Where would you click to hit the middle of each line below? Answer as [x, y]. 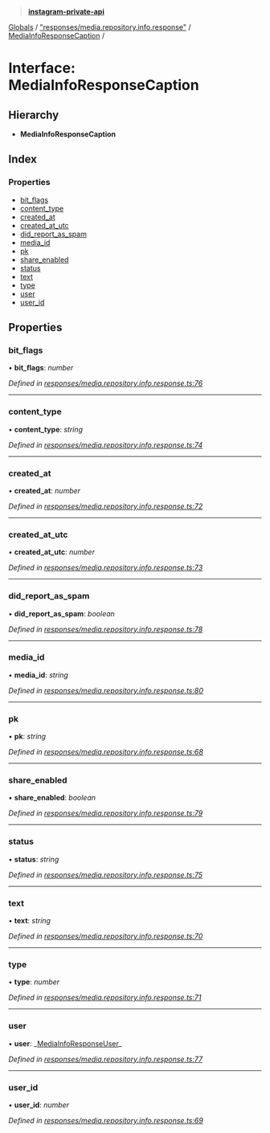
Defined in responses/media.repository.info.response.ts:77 [106, 1059]
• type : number [34, 982]
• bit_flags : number [41, 368]
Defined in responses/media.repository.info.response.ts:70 [106, 936]
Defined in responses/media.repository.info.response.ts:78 [106, 629]
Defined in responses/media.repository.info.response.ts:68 [106, 752]
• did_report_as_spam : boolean [61, 613]
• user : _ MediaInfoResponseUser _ [65, 1043]
